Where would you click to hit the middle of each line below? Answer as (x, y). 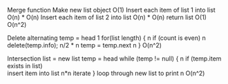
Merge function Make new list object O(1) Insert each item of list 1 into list (111, 10)
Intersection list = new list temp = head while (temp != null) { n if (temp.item (114, 59)
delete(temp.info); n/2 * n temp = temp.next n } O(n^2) (85, 45)
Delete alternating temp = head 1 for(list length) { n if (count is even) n (106, 38)
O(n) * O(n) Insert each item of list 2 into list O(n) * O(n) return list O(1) (107, 17)
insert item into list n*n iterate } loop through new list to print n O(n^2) (106, 73)
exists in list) (25, 66)
